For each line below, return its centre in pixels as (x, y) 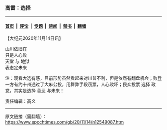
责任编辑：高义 (20, 101)
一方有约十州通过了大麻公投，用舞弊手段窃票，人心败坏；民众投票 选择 (78, 84)
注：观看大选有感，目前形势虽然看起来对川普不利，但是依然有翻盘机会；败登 (83, 78)
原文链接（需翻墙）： (26, 116)
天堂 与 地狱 (17, 61)
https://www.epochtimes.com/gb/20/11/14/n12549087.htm (65, 122)
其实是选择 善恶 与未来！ (39, 90)
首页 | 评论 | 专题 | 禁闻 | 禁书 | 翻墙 (46, 26)
